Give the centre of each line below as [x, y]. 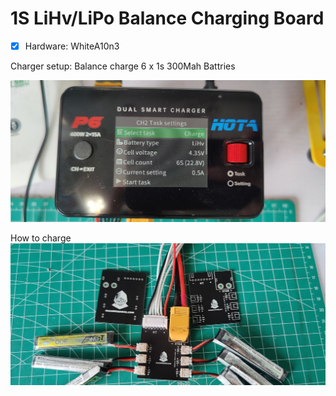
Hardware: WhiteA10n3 [72, 46]
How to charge [41, 238]
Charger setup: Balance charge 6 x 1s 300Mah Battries [123, 66]
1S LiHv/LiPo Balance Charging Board [167, 18]
